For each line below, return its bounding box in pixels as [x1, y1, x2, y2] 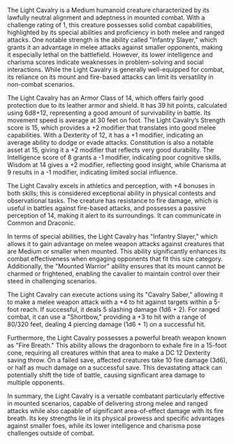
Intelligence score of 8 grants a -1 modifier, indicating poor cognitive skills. [7, 153, 222, 162]
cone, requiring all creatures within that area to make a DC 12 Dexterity [7, 349, 211, 357]
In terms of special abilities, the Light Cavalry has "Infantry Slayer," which [7, 232, 218, 241]
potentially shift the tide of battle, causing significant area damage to [7, 371, 205, 379]
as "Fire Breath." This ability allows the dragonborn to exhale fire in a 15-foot [7, 341, 227, 349]
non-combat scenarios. [7, 80, 75, 88]
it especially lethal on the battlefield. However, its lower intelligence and [7, 50, 213, 59]
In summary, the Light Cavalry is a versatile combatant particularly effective [7, 392, 225, 400]
